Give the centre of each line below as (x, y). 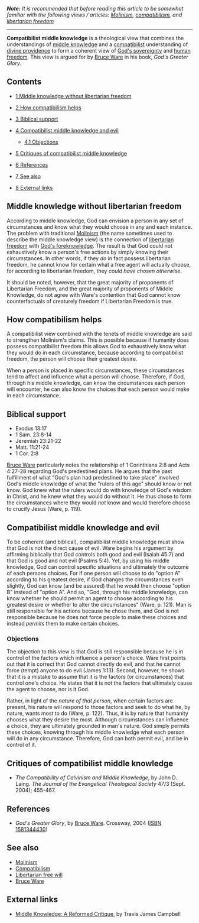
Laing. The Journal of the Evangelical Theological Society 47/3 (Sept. (100, 784)
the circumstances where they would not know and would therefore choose (99, 503)
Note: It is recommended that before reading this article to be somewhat (95, 9)
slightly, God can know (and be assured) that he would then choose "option (99, 586)
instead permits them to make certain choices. (63, 624)
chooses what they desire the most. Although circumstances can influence (98, 720)
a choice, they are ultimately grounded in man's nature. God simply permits (98, 726)
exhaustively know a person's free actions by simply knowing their (88, 252)
